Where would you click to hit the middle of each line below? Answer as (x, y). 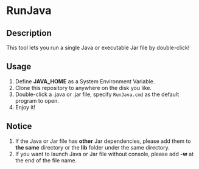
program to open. (37, 100)
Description (29, 33)
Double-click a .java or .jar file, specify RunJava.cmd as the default (97, 94)
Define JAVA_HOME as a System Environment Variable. (85, 81)
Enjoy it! (25, 107)
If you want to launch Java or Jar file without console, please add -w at (104, 154)
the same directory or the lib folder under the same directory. (92, 147)
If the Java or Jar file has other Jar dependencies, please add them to (103, 141)
